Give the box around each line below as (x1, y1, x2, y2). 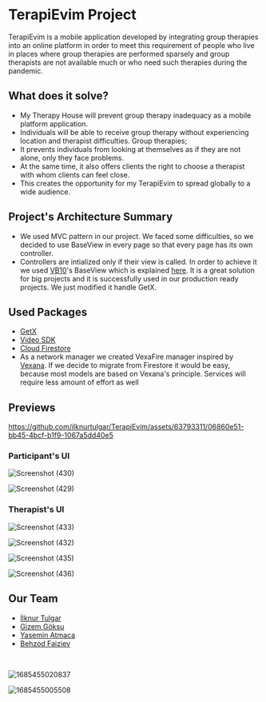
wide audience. (19, 186, 71, 197)
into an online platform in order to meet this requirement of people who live (8, 40, 255, 50)
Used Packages (8, 305, 88, 319)
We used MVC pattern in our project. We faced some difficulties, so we (19, 231, 254, 241)
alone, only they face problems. (19, 153, 125, 162)
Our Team (8, 592, 58, 605)
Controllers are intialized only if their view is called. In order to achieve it (19, 257, 257, 266)
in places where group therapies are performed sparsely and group (8, 49, 230, 58)
